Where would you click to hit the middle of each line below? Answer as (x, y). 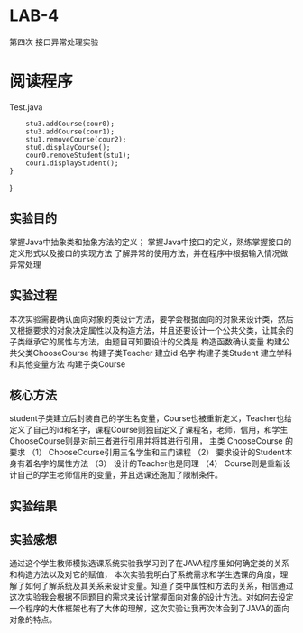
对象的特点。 (33, 619)
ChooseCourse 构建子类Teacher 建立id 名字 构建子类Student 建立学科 (163, 353)
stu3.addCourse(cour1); (70, 132)
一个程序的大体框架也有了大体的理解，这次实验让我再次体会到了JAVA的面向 (150, 608)
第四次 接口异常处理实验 (54, 41)
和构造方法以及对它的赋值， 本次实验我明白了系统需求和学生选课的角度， (145, 574)
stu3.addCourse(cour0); (70, 124)
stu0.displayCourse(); (68, 147)
